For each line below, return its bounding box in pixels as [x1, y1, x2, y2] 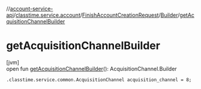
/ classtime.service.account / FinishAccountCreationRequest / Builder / [13, 11, 180, 19]
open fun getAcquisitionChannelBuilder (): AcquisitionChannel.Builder [6, 65, 177, 72]
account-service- [10, 5, 53, 12]
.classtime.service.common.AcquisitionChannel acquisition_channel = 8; [6, 76, 192, 83]
